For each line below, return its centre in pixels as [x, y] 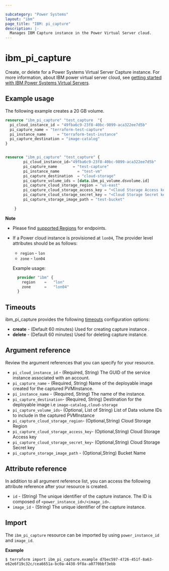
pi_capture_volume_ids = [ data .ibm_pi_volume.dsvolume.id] [87, 181]
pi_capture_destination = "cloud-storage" [69, 176]
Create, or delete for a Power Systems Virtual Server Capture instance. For [82, 72]
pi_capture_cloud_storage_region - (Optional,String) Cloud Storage [82, 420]
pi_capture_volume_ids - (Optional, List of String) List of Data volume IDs [87, 410]
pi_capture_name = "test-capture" [66, 166]
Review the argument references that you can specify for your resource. [80, 362]
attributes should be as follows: [45, 243]
